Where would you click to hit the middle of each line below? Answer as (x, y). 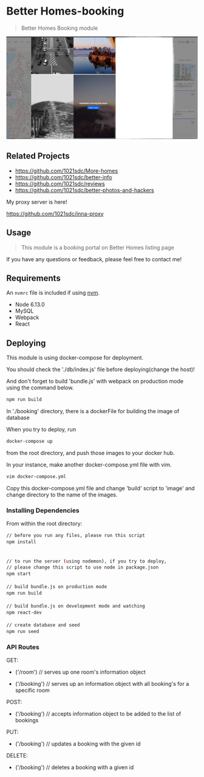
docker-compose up (29, 442)
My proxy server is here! (37, 202)
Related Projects (38, 156)
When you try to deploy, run (41, 430)
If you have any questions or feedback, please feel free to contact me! (94, 259)
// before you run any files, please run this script (76, 536)
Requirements (33, 278)
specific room (32, 690)
